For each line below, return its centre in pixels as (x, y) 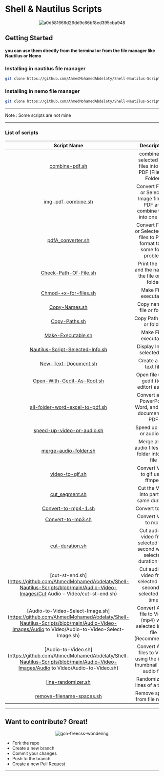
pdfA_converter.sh (68, 240)
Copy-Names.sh (68, 307)
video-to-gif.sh (69, 474)
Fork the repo (26, 743)
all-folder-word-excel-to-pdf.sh (69, 407)
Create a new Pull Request (39, 764)
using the (146, 659)
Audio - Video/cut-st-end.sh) (82, 593)
